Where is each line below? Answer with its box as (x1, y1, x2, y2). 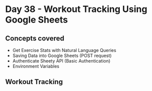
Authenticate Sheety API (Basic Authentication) (12, 58, 111, 63)
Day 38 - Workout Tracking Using (5, 3, 147, 15)
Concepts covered (5, 34, 64, 42)
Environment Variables (12, 63, 59, 69)
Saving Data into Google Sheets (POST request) (12, 52, 112, 58)
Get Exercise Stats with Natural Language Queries (12, 47, 117, 53)
